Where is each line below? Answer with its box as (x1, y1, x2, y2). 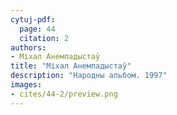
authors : (10, 42, 47, 53)
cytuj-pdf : (10, 14, 56, 25)
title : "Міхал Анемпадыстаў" (10, 61, 132, 71)
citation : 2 (19, 33, 70, 43)
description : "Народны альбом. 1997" (10, 71, 168, 81)
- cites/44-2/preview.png (10, 89, 118, 99)
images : (10, 80, 43, 90)
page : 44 (19, 24, 56, 34)
